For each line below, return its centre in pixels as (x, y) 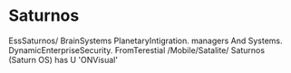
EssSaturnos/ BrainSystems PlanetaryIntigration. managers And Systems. (145, 41)
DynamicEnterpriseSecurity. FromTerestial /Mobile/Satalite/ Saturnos (136, 50)
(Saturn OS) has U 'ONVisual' (63, 59)
